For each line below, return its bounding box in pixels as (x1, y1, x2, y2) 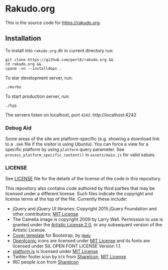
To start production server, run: (5, 93, 70, 99)
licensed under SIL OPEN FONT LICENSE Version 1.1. (12, 243, 122, 249)
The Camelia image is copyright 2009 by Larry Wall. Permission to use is (12, 216, 163, 222)
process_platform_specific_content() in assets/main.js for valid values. (5, 152, 156, 158)
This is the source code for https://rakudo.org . (5, 20, 102, 26)
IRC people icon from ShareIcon (12, 259, 79, 265)
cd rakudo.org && (5, 61, 42, 67)
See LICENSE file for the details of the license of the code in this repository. (5, 176, 162, 182)
